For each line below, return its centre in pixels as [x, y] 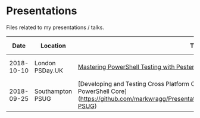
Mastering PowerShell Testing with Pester [136, 66]
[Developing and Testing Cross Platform [133, 84]
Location [54, 46]
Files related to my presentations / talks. [55, 27]
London [45, 63]
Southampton [53, 91]
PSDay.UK [49, 71]
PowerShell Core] [102, 91]
